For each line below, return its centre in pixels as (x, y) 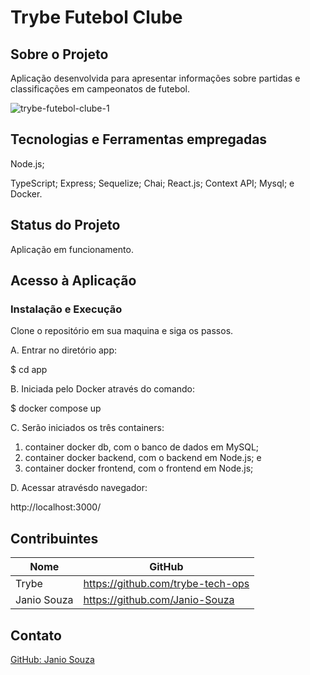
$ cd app (29, 370)
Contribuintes (54, 538)
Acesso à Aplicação (73, 281)
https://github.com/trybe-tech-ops (166, 584)
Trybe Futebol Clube (96, 17)
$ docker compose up (56, 408)
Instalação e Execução (66, 309)
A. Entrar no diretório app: (64, 350)
